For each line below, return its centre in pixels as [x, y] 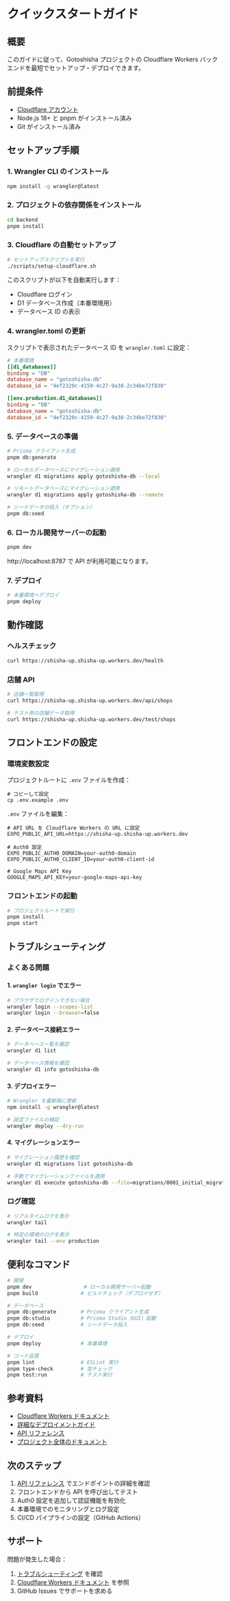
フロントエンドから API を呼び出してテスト [77, 1492]
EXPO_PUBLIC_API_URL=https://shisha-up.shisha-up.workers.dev [98, 834]
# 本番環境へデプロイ [33, 595]
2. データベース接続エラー [43, 1029]
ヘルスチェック [32, 646]
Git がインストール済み [49, 126]
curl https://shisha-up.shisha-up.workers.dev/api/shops [90, 701]
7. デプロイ [25, 581]
